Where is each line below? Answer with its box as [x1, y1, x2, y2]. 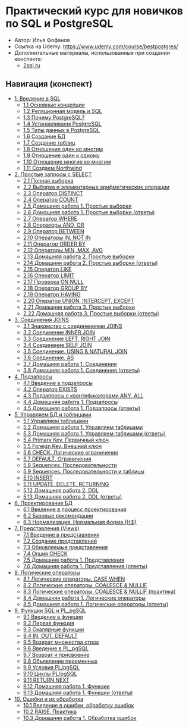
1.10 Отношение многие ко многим [23, 158, 111, 165]
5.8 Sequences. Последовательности [23, 461, 117, 468]
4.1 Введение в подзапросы [23, 379, 93, 386]
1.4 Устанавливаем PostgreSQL [23, 120, 102, 127]
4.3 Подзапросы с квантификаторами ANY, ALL [23, 391, 144, 399]
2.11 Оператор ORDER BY [23, 240, 86, 247]
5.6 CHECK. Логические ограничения [23, 449, 118, 456]
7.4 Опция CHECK [23, 550, 68, 557]
